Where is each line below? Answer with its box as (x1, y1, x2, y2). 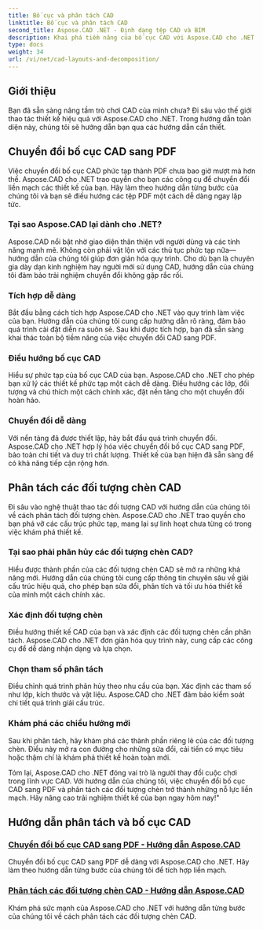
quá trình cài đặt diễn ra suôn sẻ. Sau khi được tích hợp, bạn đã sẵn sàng (8, 324, 244, 335)
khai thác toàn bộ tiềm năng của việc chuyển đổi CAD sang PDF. (8, 333, 217, 342)
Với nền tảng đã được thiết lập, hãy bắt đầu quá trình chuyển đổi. (8, 433, 217, 442)
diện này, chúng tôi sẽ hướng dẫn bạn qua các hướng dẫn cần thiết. (8, 122, 226, 131)
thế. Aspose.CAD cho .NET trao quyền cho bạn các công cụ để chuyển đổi (8, 174, 250, 183)
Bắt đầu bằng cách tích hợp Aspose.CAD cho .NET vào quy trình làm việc (8, 308, 245, 317)
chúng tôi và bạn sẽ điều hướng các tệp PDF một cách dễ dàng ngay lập (8, 191, 242, 201)
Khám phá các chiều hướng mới (8, 718, 131, 729)
